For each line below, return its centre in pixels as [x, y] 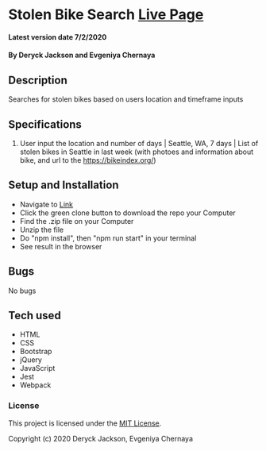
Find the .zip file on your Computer [77, 221]
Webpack [35, 385]
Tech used [35, 316]
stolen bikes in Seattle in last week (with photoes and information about [137, 152]
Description [38, 80]
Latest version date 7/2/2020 [58, 37]
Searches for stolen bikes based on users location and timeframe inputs [126, 99]
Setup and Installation [64, 185]
